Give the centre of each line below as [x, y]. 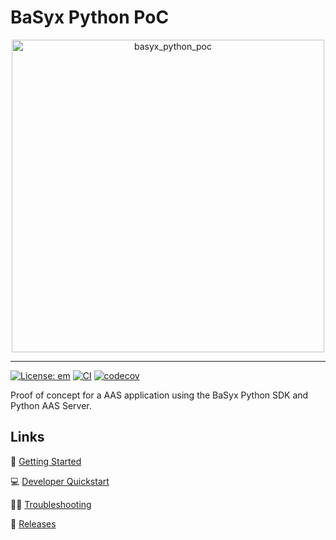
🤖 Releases [33, 523]
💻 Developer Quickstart [60, 481]
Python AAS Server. [51, 405]
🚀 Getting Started [46, 461]
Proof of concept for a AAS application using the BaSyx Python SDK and [159, 395]
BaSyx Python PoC [90, 17]
